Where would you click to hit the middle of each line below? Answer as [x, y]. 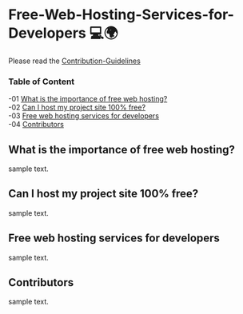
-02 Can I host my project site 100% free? [77, 107]
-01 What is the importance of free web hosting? [88, 99]
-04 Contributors [36, 125]
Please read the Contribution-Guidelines [75, 61]
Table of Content [42, 81]
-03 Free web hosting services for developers [84, 116]
